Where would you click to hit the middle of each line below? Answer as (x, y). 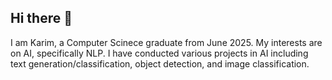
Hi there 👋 (41, 18)
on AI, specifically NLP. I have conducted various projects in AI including (159, 53)
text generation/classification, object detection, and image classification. (160, 63)
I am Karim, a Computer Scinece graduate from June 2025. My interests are (166, 42)
